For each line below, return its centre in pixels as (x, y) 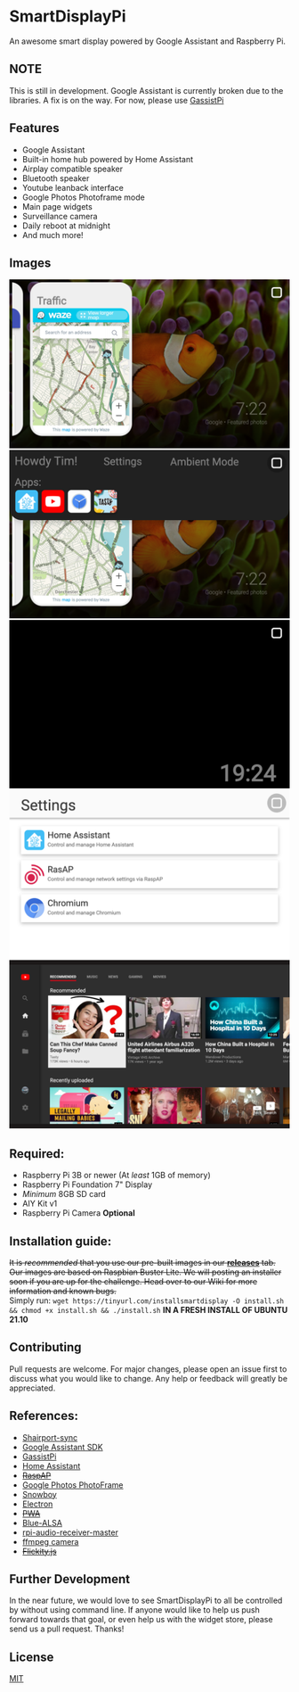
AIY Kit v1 (40, 1204)
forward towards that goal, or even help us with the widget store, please (141, 1620)
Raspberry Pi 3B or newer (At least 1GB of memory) (116, 1176)
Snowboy (40, 1494)
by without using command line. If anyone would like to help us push (135, 1610)
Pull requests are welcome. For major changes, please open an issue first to (148, 1369)
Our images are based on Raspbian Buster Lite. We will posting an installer (145, 1272)
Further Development (70, 1579)
